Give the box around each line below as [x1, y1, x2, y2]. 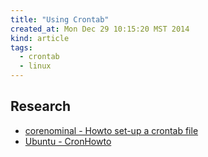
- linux [19, 61, 52, 71]
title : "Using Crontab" [10, 14, 110, 25]
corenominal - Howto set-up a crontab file [24, 124, 199, 136]
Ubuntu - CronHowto [24, 135, 112, 147]
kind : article [10, 33, 70, 43]
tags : [10, 42, 33, 53]
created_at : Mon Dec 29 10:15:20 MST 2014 [10, 24, 190, 34]
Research [10, 98, 72, 115]
